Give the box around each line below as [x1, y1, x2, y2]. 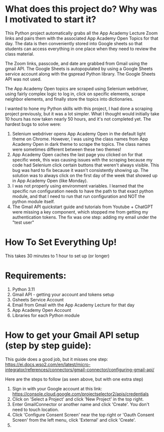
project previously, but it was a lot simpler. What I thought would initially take [5, 110, 160, 116]
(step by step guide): [5, 340, 92, 351]
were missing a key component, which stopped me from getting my [12, 209, 148, 215]
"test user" [12, 219, 34, 225]
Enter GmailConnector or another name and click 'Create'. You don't [12, 401, 150, 407]
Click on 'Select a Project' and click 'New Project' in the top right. [12, 396, 144, 402]
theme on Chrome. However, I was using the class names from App [12, 136, 148, 142]
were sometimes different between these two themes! [12, 146, 121, 152]
